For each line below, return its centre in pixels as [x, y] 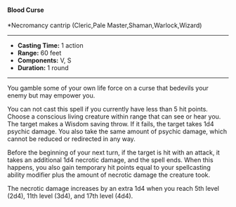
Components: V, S [44, 60]
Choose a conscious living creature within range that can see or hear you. [114, 116]
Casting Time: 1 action [50, 46]
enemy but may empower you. [51, 95]
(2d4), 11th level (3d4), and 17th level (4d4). [70, 196]
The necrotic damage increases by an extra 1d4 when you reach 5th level [113, 189]
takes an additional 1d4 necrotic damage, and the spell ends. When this [110, 160]
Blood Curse [26, 10]
